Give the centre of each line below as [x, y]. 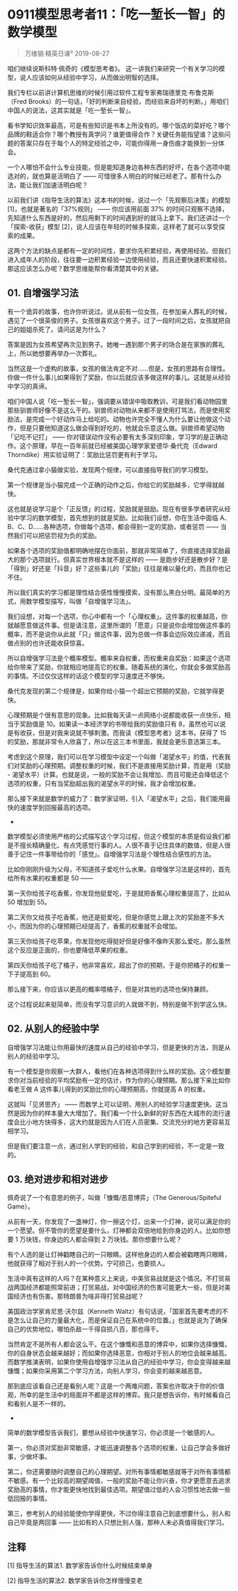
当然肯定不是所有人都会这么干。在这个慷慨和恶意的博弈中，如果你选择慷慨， [119, 1344]
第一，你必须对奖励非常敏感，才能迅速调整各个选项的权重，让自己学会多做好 [119, 1448]
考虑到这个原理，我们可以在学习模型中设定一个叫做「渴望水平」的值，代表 [116, 756]
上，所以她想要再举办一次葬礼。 [54, 353]
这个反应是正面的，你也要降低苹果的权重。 [69, 950]
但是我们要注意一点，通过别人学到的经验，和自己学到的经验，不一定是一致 [116, 1146]
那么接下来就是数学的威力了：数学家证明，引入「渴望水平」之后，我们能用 [116, 798]
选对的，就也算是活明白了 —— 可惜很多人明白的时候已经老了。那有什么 [112, 176]
